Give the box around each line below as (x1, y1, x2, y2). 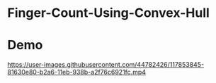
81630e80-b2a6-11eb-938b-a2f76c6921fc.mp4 (7, 68, 147, 77)
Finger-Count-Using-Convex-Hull (7, 5, 210, 21)
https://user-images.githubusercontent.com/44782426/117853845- (7, 60, 204, 69)
